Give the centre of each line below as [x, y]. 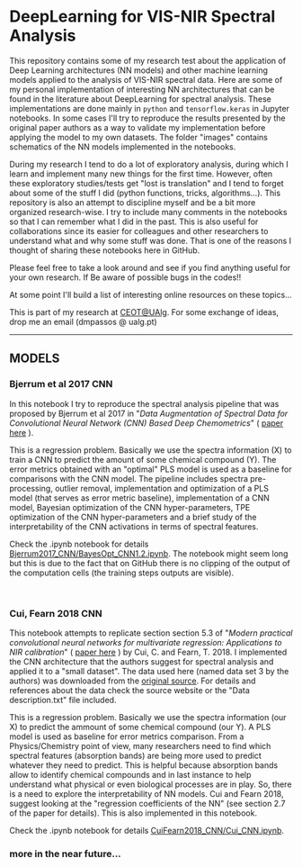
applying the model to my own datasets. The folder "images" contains [138, 137]
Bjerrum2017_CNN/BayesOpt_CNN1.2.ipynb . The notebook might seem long [149, 553]
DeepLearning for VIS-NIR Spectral [142, 17]
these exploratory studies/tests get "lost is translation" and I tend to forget [147, 183]
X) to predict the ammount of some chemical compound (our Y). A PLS [140, 727]
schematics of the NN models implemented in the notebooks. [123, 147]
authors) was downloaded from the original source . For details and [133, 681]
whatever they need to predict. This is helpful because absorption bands [144, 765]
